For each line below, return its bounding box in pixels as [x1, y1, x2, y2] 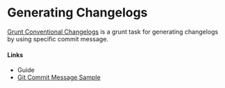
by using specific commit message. [7, 34, 109, 43]
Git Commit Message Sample [17, 74, 101, 82]
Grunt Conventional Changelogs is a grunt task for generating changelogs [7, 27, 219, 36]
